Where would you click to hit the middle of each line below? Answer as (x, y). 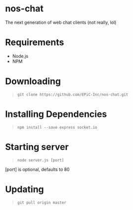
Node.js (20, 56)
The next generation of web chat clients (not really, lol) (61, 22)
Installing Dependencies (56, 114)
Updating (25, 189)
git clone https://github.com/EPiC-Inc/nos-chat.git (73, 95)
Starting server (37, 147)
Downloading (33, 81)
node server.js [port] (41, 160)
